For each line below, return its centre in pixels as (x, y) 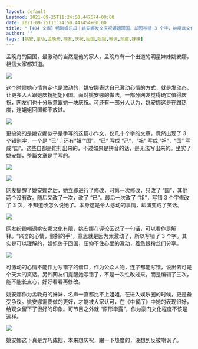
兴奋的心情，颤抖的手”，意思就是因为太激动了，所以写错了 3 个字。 (100, 236)
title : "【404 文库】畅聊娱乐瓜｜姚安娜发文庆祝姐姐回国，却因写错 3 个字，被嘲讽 (96, 28)
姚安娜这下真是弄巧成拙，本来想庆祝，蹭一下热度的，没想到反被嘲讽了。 (94, 340)
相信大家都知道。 (27, 64)
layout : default (26, 12)
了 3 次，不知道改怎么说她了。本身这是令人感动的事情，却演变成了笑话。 (94, 205)
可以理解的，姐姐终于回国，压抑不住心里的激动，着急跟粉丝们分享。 (99, 243)
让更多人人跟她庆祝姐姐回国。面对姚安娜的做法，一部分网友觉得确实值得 (94, 95)
